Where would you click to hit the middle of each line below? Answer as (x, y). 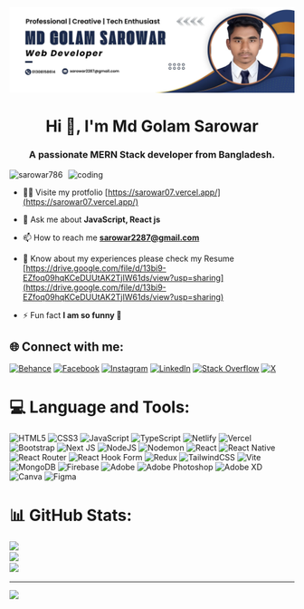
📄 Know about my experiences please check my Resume (128, 258)
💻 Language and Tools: (100, 407)
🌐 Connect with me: (66, 347)
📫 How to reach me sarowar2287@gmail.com (111, 237)
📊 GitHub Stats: (71, 515)
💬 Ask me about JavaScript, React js (91, 219)
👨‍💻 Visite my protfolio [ (65, 192)
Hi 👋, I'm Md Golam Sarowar (152, 126)
